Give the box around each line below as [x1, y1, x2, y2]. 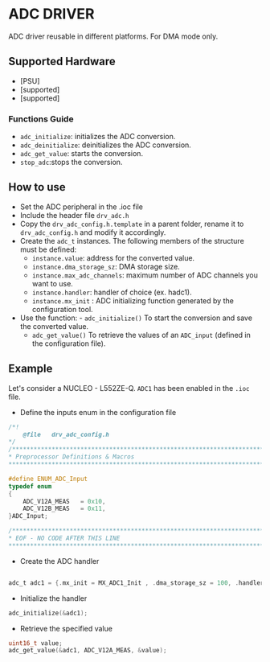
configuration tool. [31, 304, 94, 314]
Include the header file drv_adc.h [19, 210, 130, 220]
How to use [8, 180, 66, 194]
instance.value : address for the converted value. [31, 253, 195, 262]
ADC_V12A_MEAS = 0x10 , [22, 497, 106, 505]
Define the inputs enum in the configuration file [19, 407, 177, 417]
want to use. [31, 278, 74, 288]
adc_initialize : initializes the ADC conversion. [19, 132, 176, 142]
